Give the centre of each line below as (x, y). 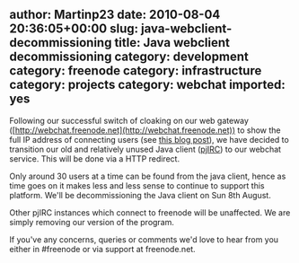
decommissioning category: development (129, 57)
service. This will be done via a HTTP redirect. (95, 158)
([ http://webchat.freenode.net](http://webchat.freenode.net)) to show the (145, 130)
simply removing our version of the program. (92, 222)
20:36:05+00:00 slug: (74, 29)
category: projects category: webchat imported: (147, 85)
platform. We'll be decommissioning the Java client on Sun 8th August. (140, 195)
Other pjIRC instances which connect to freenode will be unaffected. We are (150, 212)
